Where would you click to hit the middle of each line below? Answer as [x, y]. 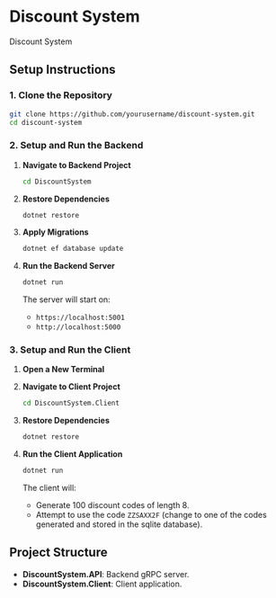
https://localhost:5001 [80, 318]
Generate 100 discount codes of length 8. [112, 505]
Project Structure [58, 553]
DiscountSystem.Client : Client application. [102, 584]
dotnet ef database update [73, 249]
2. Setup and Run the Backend [76, 146]
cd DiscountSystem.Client [71, 403]
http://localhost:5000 [78, 327]
